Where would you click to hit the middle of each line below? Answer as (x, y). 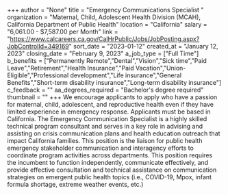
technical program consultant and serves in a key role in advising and (105, 126)
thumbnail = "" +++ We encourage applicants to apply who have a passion (112, 97)
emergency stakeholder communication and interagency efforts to (100, 148)
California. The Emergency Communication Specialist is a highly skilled (107, 119)
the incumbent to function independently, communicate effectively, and (108, 162)
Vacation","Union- (161, 68)
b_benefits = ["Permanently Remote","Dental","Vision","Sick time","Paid (107, 61)
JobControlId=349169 (38, 46)
